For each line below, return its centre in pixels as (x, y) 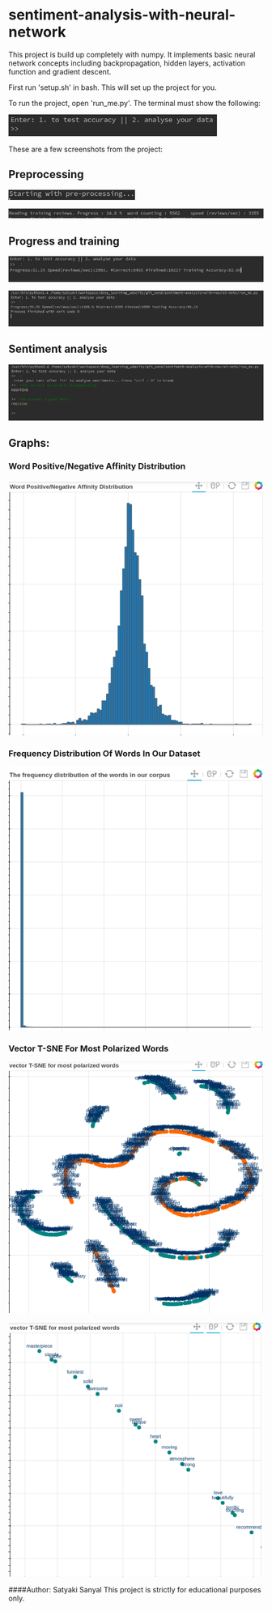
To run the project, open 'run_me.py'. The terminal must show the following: (135, 103)
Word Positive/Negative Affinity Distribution (97, 466)
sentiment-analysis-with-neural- (122, 15)
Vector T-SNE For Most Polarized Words (89, 1048)
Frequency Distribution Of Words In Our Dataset (104, 753)
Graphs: (29, 443)
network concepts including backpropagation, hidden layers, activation (127, 63)
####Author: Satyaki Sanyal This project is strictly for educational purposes (135, 1589)
